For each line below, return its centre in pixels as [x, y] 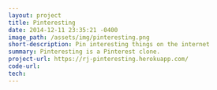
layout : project [35, 15]
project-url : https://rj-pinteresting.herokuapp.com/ [99, 59]
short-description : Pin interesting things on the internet [109, 45]
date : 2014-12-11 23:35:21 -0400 [63, 30]
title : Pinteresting [42, 23]
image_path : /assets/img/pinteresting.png [79, 37]
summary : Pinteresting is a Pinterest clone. [84, 52]
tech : [17, 74]
